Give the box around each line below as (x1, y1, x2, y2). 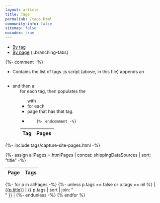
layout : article (5, 7, 39, 12)
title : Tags (5, 12, 30, 17)
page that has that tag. (27, 108, 74, 114)
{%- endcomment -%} (36, 119, 77, 124)
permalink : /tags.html (5, 16, 52, 21)
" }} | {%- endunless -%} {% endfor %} (5, 192, 85, 198)
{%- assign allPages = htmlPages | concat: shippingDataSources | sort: (5, 152, 151, 158)
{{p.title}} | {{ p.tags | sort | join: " (5, 187, 74, 193)
